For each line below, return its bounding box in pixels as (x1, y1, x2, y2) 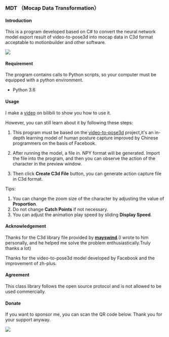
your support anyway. (5, 317, 51, 323)
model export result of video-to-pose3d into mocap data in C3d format (5, 34, 153, 40)
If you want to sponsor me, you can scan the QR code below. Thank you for (5, 311, 163, 317)
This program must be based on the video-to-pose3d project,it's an (12, 129, 154, 135)
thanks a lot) (5, 245, 31, 251)
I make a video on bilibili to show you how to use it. (5, 110, 111, 116)
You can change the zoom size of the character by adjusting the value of (12, 195, 164, 201)
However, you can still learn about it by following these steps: (5, 119, 133, 125)
